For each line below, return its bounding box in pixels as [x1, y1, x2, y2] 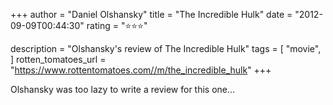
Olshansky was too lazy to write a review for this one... [10, 84, 236, 95]
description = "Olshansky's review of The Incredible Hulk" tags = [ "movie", [10, 43, 322, 54]
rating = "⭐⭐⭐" [86, 20, 148, 31]
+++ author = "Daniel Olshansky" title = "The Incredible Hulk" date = [10, 9, 293, 20]
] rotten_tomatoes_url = [10, 54, 107, 65]
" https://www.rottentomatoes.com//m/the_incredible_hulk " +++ [10, 64, 272, 76]
